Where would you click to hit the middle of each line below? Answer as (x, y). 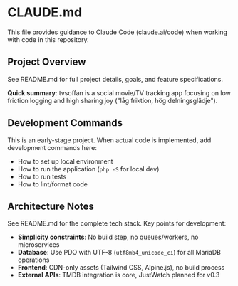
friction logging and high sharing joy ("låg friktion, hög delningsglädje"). (113, 100)
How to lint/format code (52, 184)
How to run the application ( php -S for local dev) (88, 169)
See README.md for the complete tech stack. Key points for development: (117, 223)
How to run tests (42, 176)
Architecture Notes (51, 206)
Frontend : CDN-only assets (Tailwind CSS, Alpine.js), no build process (121, 268)
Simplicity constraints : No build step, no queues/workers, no (108, 237)
